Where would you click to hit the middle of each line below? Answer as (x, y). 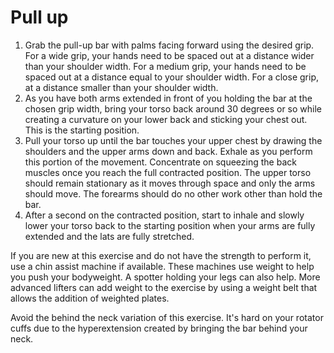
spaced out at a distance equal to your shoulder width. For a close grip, (171, 77)
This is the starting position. (82, 130)
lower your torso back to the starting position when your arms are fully (170, 225)
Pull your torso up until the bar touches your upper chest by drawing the (173, 140)
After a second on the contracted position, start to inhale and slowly (164, 215)
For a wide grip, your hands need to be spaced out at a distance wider (169, 55)
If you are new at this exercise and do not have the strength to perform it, (161, 255)
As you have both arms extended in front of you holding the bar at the (168, 98)
